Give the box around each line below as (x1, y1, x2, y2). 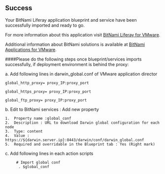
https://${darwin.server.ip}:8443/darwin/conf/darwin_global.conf (5, 138, 144, 142)
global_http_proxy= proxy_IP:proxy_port (5, 80, 90, 85)
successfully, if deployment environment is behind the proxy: (5, 61, 129, 67)
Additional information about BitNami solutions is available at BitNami (5, 41, 145, 47)
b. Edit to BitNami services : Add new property (5, 106, 99, 112)
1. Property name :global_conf (5, 116, 71, 121)
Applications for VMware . (5, 46, 57, 52)
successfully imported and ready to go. (5, 22, 85, 28)
